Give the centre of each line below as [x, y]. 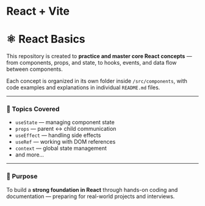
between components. [34, 69]
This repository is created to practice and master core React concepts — [99, 56]
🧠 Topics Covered [33, 109]
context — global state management [61, 149]
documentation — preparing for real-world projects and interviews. [91, 196]
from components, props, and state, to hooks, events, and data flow [92, 63]
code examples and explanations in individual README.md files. [83, 87]
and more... [30, 155]
